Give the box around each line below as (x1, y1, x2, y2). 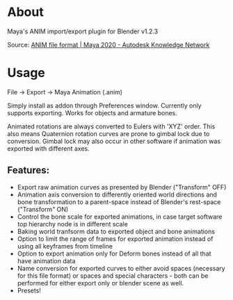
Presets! (17, 286, 42, 294)
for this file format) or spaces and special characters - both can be (17, 272, 209, 280)
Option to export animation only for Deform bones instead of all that (17, 249, 211, 258)
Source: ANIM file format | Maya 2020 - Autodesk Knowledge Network (7, 40, 210, 49)
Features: (7, 165, 50, 176)
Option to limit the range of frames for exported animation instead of (17, 234, 214, 243)
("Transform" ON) (17, 205, 69, 213)
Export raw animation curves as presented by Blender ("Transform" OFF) (17, 183, 227, 191)
